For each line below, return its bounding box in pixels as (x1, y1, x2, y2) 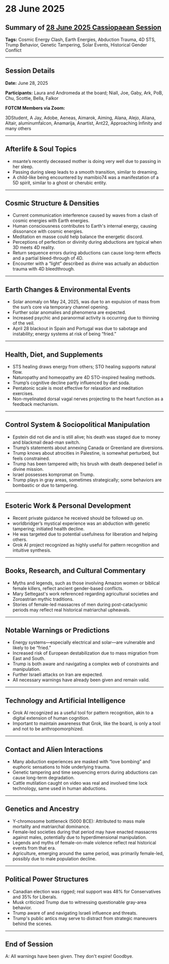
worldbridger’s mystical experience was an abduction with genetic (12, 520, 150, 526)
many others (5, 125, 32, 131)
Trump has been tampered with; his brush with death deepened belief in (12, 460, 162, 467)
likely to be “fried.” (12, 645, 51, 651)
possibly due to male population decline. (12, 855, 97, 862)
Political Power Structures (5, 875, 89, 884)
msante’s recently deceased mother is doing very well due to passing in (12, 158, 161, 164)
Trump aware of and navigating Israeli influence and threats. (12, 909, 138, 916)
